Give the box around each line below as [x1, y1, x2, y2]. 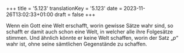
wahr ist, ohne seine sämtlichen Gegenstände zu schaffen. [6, 40, 147, 47]
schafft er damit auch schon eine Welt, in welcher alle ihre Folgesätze [6, 28, 173, 35]
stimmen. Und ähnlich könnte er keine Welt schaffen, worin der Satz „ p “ [6, 35, 179, 41]
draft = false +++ [54, 11, 96, 18]
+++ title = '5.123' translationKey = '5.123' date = [6, 5, 123, 12]
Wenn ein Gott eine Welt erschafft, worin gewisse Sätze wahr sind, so [6, 22, 173, 29]
